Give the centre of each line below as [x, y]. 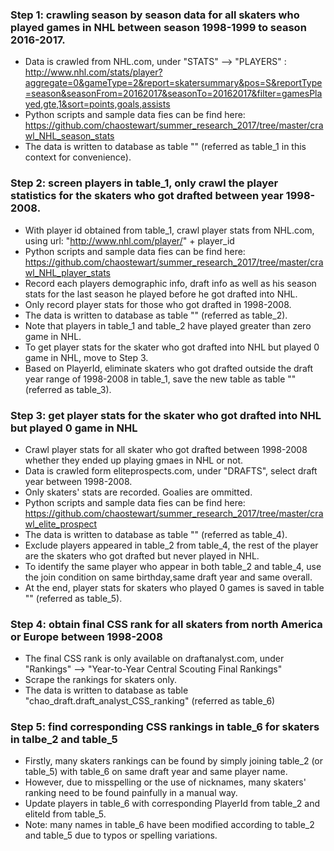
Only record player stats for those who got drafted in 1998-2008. [158, 304]
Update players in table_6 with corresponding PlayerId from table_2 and [172, 804]
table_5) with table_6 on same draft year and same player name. [156, 772]
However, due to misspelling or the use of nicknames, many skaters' [165, 782]
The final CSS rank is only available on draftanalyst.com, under [154, 659]
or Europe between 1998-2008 [86, 636]
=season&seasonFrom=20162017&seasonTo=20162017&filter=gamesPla [173, 94]
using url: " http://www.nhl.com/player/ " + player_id [129, 240]
